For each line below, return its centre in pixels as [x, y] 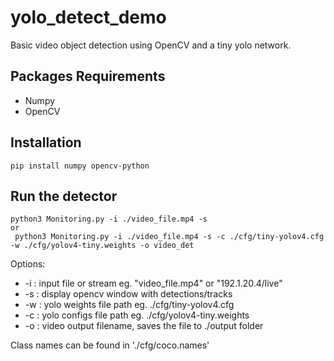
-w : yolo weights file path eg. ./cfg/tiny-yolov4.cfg [129, 305]
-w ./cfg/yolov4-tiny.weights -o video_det [102, 246]
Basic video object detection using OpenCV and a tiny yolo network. [151, 45]
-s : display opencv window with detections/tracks [128, 294]
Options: [28, 264]
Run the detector [64, 196]
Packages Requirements [88, 76]
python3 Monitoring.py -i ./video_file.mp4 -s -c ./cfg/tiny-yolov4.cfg [169, 237]
